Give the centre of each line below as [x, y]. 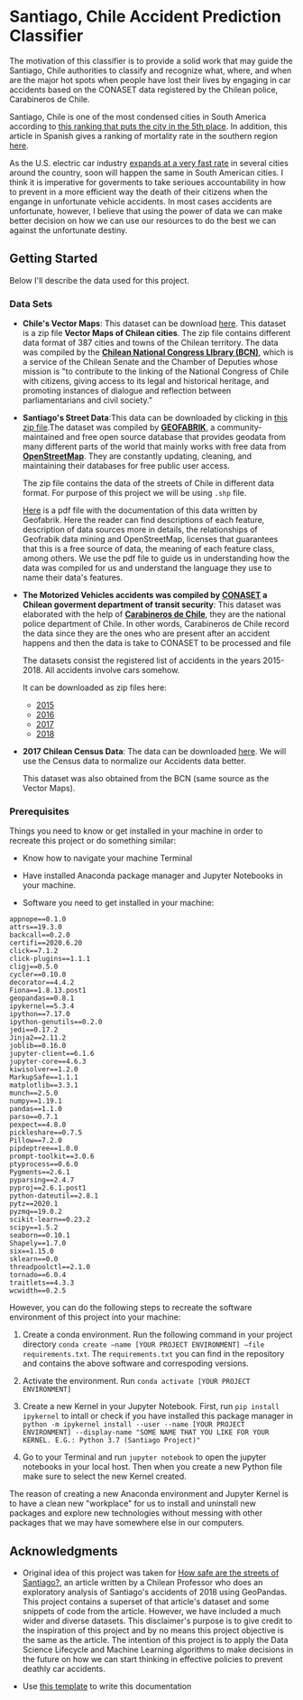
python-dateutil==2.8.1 [54, 1196]
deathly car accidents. [64, 1669]
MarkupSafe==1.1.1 [44, 1078]
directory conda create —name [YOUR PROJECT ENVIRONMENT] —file [143, 1344]
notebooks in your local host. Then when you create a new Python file [152, 1467]
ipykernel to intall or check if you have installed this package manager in [158, 1416]
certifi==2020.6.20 [46, 943]
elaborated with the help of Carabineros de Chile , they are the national [154, 614]
